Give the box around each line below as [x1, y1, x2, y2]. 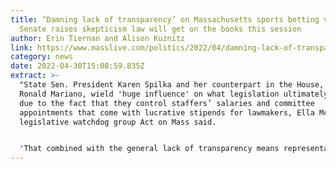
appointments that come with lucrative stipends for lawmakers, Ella [19, 107, 315, 118]
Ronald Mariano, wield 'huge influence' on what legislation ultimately [19, 89, 329, 99]
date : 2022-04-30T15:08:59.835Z [10, 61, 145, 71]
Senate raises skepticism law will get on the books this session [19, 24, 302, 34]
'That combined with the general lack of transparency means [19, 144, 280, 154]
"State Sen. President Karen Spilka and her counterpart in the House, [19, 80, 325, 90]
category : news [10, 52, 74, 62]
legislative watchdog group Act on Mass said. [19, 117, 217, 127]
